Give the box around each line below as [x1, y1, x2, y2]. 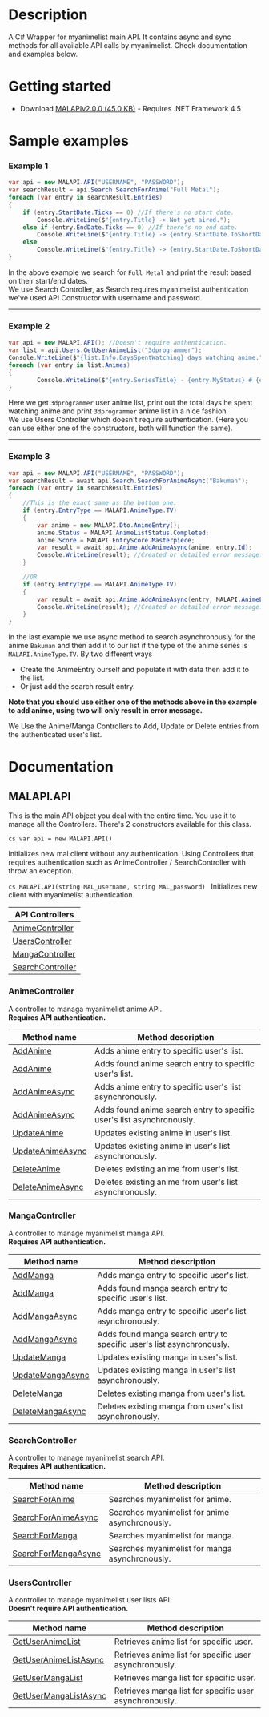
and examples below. [8, 49, 78, 58]
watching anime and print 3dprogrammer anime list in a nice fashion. [8, 406, 229, 416]
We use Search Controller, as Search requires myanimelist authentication [8, 284, 249, 294]
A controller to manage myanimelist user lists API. [8, 1595, 172, 1605]
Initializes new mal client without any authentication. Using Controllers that [8, 849, 255, 859]
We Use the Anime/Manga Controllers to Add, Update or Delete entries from [8, 721, 259, 731]
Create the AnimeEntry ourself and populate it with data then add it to [19, 665, 250, 675]
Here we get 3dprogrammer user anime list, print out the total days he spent [8, 398, 253, 408]
